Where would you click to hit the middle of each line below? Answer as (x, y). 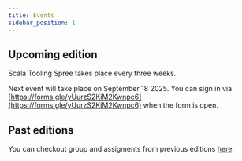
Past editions (41, 130)
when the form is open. (181, 105)
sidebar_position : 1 (42, 23)
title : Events (32, 15)
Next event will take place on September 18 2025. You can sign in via (120, 89)
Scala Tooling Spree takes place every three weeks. (92, 73)
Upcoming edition (53, 55)
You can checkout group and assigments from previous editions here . (121, 149)
